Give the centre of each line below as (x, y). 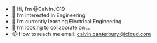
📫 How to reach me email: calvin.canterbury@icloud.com (81, 34)
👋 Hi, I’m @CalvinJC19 (38, 9)
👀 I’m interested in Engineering (48, 15)
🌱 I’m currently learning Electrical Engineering (67, 21)
